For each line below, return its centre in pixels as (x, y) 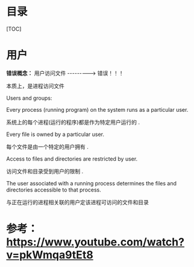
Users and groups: (29, 98)
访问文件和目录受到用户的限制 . (45, 171)
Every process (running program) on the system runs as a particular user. (97, 109)
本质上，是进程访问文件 (35, 86)
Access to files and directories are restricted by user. (72, 159)
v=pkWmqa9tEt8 (50, 255)
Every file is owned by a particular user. (55, 134)
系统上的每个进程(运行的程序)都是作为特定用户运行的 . (73, 122)
